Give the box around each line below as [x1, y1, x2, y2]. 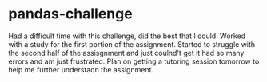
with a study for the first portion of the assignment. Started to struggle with [8, 39, 256, 49]
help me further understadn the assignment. [8, 64, 154, 74]
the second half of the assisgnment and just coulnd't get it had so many [8, 48, 245, 57]
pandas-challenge [8, 5, 133, 23]
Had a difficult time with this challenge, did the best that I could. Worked [8, 31, 246, 41]
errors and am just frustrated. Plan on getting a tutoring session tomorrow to [8, 57, 260, 66]
